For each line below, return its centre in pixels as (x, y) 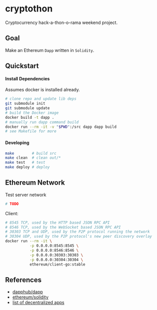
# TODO (12, 204)
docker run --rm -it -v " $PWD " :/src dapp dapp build (61, 127)
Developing (17, 142)
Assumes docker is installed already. (43, 90)
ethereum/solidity (30, 297)
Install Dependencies (28, 78)
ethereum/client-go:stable (57, 264)
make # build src (31, 153)
